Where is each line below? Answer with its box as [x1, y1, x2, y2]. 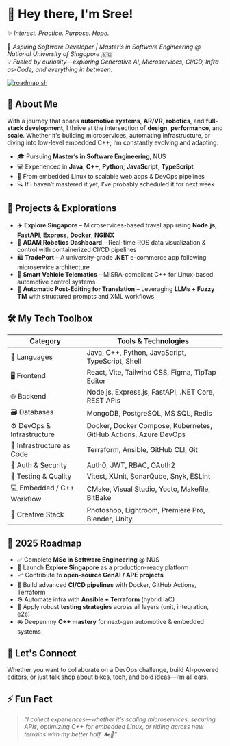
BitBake [86, 493, 112, 502]
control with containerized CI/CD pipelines [16, 245, 137, 253]
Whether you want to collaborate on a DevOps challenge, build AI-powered [7, 666, 219, 673]
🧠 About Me [7, 99, 58, 110]
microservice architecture [16, 263, 90, 271]
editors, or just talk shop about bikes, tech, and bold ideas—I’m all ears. [7, 673, 209, 681]
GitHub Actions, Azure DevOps [86, 430, 186, 439]
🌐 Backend [10, 392, 47, 401]
